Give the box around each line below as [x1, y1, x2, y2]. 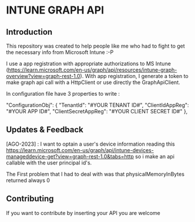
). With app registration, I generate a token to [80, 73, 189, 79]
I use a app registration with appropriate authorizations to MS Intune [6, 60, 172, 67]
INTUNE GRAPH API [6, 4, 105, 17]
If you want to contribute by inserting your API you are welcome [6, 209, 160, 216]
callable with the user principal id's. [6, 159, 92, 166]
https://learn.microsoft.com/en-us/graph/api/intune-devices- [6, 146, 154, 153]
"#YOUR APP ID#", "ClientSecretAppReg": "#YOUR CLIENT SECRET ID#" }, [6, 108, 188, 115]
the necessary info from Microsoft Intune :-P [6, 49, 114, 56]
